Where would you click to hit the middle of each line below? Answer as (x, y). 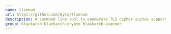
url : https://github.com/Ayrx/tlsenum (46, 14)
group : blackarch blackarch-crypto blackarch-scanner (64, 24)
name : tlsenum (20, 10)
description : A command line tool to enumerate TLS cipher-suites (77, 19)
